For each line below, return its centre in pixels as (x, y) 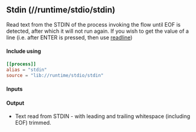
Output (15, 103)
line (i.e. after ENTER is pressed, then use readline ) (69, 37)
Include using (24, 51)
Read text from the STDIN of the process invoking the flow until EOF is (93, 24)
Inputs (14, 89)
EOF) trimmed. (33, 123)
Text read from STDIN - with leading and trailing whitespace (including (103, 116)
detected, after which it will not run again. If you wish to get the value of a (97, 31)
